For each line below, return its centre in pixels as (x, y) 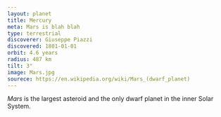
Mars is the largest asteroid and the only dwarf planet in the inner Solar (110, 99)
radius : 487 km (30, 60)
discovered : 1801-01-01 (42, 46)
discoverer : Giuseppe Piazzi (50, 40)
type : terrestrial (34, 33)
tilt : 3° (20, 66)
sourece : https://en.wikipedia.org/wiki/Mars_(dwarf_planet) (99, 79)
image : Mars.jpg (31, 72)
